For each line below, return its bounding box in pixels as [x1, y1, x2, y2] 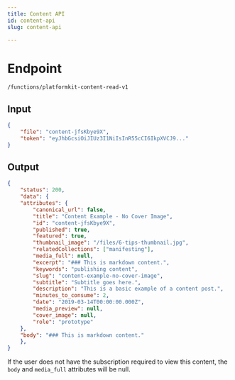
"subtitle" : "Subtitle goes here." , [33, 279, 141, 286]
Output [7, 161, 39, 174]
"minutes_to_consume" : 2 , [33, 292, 110, 299]
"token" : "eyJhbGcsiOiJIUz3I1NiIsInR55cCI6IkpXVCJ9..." [20, 135, 190, 142]
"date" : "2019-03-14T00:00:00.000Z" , [33, 298, 144, 306]
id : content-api [7, 17, 55, 24]
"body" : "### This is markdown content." [20, 331, 144, 339]
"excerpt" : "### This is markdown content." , [33, 259, 170, 266]
